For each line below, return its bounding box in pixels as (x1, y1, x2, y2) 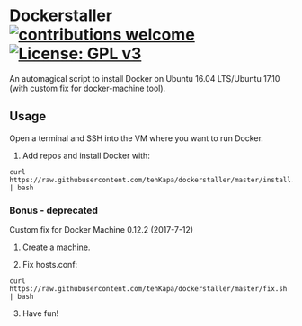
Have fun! (22, 308, 59, 319)
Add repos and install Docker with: (22, 150, 150, 161)
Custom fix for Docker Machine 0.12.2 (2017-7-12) (9, 225, 194, 235)
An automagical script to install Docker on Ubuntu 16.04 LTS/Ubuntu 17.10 (9, 73, 280, 84)
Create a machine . (22, 242, 91, 252)
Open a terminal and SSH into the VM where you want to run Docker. (9, 132, 263, 144)
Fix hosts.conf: (22, 260, 78, 270)
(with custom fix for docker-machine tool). (9, 83, 166, 93)
